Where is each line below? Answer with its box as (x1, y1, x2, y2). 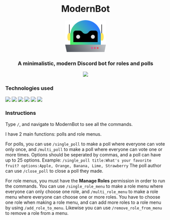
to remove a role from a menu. (5, 210, 69, 216)
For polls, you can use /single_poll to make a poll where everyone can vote (5, 141, 165, 147)
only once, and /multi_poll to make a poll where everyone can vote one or (5, 146, 163, 152)
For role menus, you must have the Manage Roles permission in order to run (5, 177, 165, 183)
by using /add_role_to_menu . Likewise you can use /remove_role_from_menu (5, 204, 162, 211)
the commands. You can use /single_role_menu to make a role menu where (5, 183, 163, 189)
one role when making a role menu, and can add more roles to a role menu (5, 199, 161, 205)
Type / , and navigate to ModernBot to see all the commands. (5, 121, 133, 127)
